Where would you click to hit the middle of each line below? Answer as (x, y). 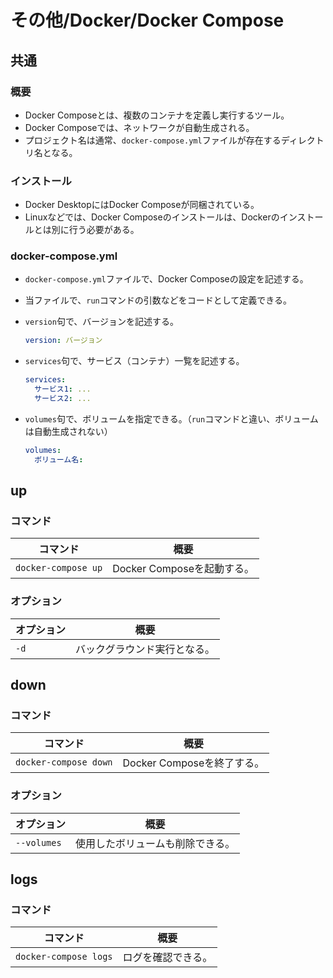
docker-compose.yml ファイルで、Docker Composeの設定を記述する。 (166, 279)
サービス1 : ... (63, 389)
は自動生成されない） (68, 431)
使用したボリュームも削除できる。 (155, 843)
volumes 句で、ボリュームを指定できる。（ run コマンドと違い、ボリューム (171, 418)
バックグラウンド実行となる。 (145, 649)
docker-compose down (64, 762)
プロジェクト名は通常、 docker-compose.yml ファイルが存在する (153, 140)
